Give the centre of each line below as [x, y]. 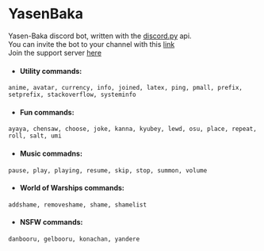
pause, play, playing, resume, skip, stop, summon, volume [108, 170]
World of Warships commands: [72, 188]
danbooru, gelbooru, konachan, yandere [74, 239]
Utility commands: [51, 71]
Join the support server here [55, 52]
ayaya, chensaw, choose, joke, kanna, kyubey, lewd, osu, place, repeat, [133, 129]
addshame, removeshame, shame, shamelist [78, 205]
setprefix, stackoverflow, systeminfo [72, 95]
